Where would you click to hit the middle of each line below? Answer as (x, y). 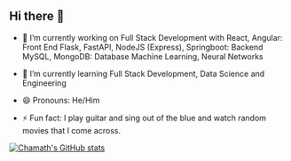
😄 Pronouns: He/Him (61, 100)
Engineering (44, 83)
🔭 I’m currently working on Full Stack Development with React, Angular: (152, 37)
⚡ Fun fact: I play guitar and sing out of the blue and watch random (144, 118)
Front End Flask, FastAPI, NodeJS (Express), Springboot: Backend (142, 47)
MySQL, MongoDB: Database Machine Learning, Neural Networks (142, 56)
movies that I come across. (71, 130)
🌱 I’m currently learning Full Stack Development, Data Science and (143, 73)
